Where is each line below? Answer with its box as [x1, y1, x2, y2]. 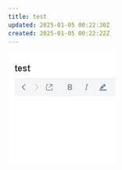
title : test [8, 13, 47, 20]
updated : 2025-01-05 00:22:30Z [8, 20, 110, 29]
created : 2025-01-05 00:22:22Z [8, 29, 110, 37]
